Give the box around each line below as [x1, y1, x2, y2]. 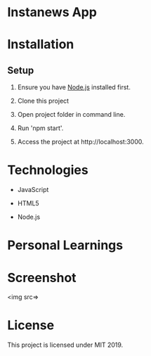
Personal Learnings [7, 237, 124, 253]
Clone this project [17, 96, 69, 106]
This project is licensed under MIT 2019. [7, 341, 124, 349]
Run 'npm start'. [17, 124, 64, 132]
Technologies [7, 163, 89, 178]
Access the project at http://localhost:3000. [17, 138, 144, 146]
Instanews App [7, 4, 97, 20]
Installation [7, 37, 74, 53]
